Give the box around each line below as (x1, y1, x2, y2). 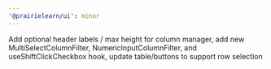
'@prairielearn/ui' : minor (8, 11, 100, 20)
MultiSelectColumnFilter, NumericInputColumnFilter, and (8, 42, 198, 53)
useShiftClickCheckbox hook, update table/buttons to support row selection (8, 51, 263, 61)
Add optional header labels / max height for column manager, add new (8, 34, 245, 44)
